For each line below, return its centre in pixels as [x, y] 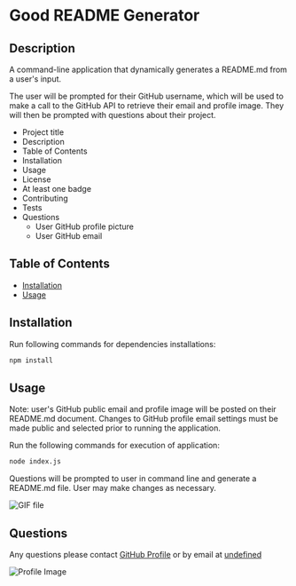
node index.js [35, 462]
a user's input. [35, 79]
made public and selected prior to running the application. [115, 428]
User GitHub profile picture [85, 226]
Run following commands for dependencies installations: [113, 344]
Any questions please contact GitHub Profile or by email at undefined [136, 554]
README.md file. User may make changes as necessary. [113, 488]
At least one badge [56, 189]
